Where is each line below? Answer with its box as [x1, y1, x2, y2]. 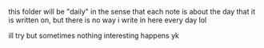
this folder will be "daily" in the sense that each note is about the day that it [8, 7, 256, 16]
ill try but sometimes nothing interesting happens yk [8, 31, 180, 40]
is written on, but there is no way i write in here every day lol [8, 15, 207, 25]
